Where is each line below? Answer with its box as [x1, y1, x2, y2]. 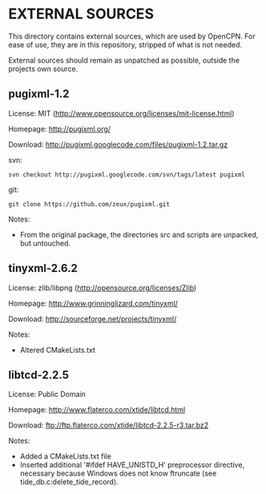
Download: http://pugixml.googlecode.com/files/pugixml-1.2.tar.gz [8, 140, 228, 149]
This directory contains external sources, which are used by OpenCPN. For [8, 31, 256, 41]
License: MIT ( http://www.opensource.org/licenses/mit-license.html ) [8, 108, 235, 118]
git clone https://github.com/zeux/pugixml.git [8, 200, 171, 209]
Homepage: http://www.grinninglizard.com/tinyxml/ [8, 298, 179, 308]
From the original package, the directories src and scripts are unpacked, [19, 229, 259, 239]
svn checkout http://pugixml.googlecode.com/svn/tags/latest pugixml [8, 170, 246, 179]
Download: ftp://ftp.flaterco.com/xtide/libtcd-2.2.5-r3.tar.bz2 [8, 420, 209, 430]
